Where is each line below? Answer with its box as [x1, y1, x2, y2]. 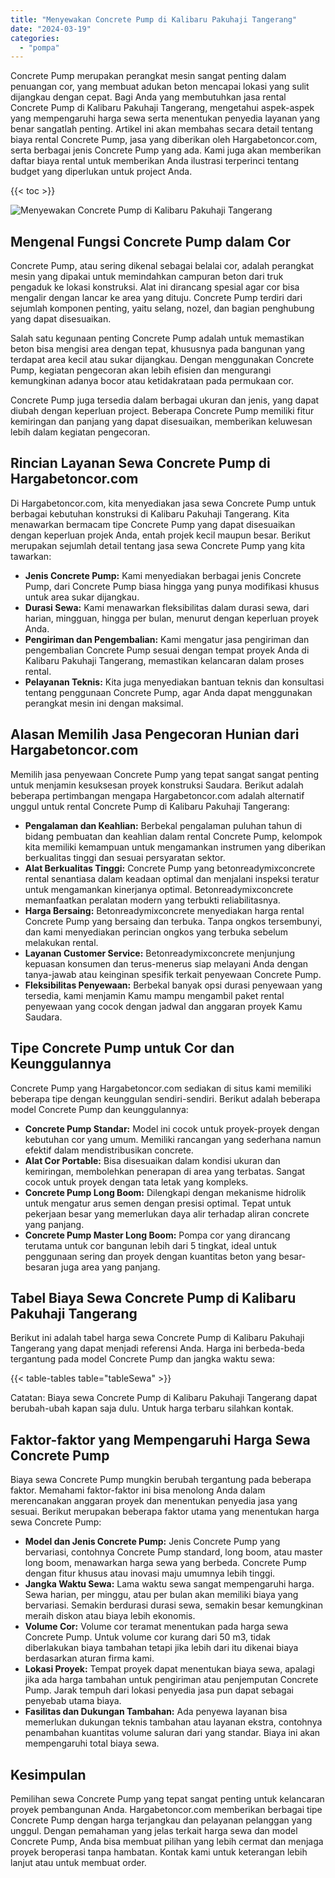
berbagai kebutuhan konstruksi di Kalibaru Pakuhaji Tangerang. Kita [10, 507, 290, 520]
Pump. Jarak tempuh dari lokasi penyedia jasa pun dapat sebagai [24, 1684, 294, 1696]
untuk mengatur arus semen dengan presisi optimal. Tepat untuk [24, 1197, 292, 1209]
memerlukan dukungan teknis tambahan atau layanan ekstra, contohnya [24, 1716, 323, 1728]
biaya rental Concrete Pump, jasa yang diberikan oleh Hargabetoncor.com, [10, 134, 318, 146]
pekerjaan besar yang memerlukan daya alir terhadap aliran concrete [24, 1207, 310, 1220]
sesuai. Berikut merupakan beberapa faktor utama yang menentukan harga [10, 1506, 320, 1518]
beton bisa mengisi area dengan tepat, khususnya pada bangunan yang [10, 343, 306, 355]
